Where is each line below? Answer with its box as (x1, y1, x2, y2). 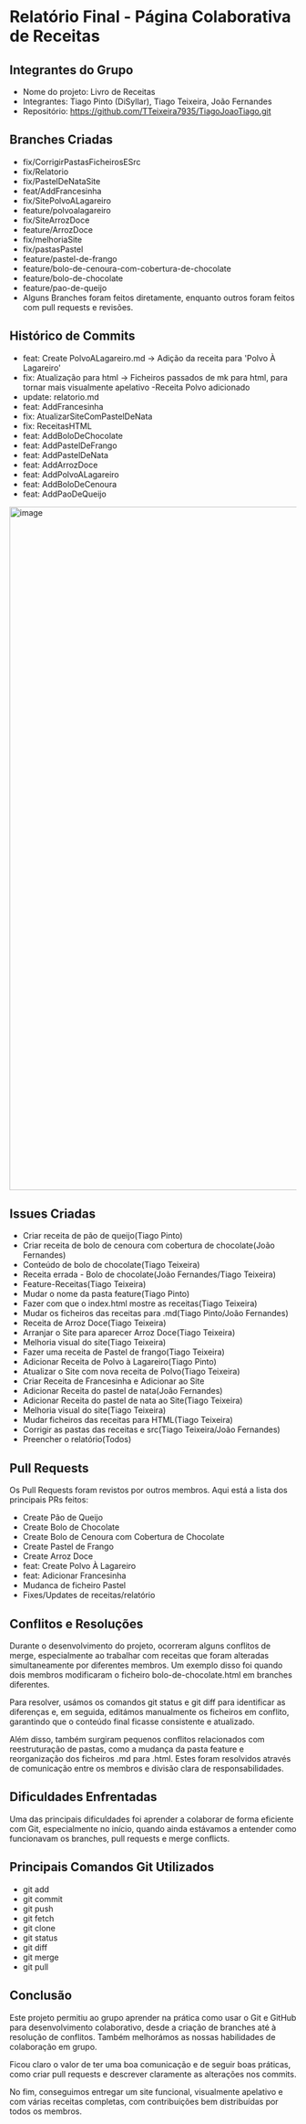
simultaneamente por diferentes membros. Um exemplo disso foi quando (9, 1659, 283, 1671)
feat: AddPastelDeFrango (22, 440, 117, 451)
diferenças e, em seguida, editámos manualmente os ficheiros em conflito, (9, 1707, 290, 1718)
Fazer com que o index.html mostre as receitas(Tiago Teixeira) (22, 1298, 258, 1309)
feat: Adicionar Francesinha (22, 1570, 127, 1581)
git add (22, 1883, 50, 1895)
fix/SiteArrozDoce (22, 214, 90, 225)
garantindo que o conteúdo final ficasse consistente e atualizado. (9, 1716, 255, 1727)
